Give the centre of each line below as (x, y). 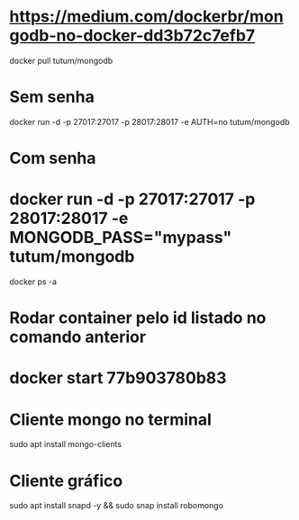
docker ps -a (33, 282)
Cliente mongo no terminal (110, 419)
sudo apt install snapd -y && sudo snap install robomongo (116, 506)
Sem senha (52, 97)
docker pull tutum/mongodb (61, 60)
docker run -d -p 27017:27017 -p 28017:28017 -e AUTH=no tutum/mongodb (149, 121)
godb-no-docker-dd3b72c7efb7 (132, 36)
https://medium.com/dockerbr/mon (146, 17)
